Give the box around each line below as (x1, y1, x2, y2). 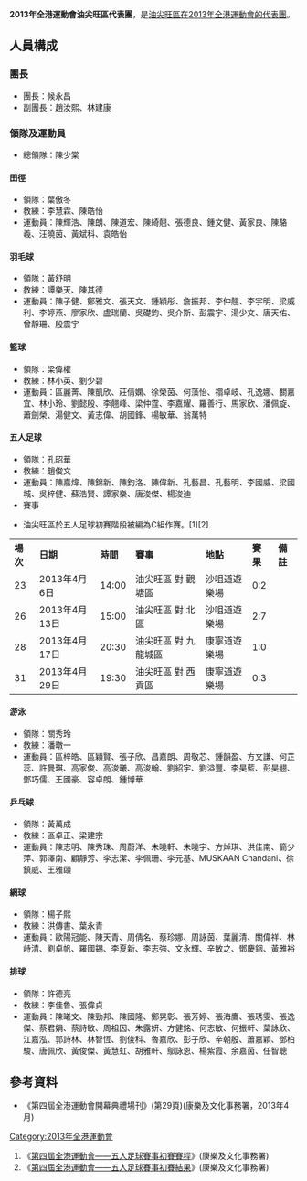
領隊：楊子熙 (22, 909, 71, 920)
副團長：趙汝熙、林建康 (22, 101, 111, 112)
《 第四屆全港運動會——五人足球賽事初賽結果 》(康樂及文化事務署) (22, 1162, 270, 1173)
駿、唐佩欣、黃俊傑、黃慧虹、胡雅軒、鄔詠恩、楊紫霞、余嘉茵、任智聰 (22, 1045, 288, 1056)
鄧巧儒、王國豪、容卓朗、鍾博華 (22, 774, 143, 784)
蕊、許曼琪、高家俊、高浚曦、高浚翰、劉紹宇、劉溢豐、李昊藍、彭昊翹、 (22, 762, 295, 773)
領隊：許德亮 (22, 987, 71, 999)
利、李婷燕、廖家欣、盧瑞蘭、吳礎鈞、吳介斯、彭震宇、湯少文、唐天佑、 (22, 307, 295, 318)
